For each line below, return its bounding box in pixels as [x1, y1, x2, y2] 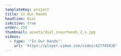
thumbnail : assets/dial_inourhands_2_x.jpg [5, 30, 96, 35]
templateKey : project [5, 7, 50, 12]
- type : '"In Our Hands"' [9, 39, 63, 44]
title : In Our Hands [5, 12, 48, 17]
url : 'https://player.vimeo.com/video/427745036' [14, 43, 118, 48]
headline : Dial [5, 16, 36, 21]
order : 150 [5, 25, 28, 30]
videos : [5, 35, 21, 39]
